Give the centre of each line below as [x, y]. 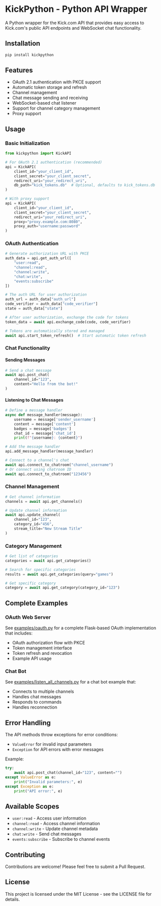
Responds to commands [37, 702]
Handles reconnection [35, 707]
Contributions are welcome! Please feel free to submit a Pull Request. [75, 867]
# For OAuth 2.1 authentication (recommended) [54, 162]
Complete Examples [36, 603]
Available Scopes [32, 806]
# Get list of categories [32, 556]
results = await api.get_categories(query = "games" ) [59, 574]
